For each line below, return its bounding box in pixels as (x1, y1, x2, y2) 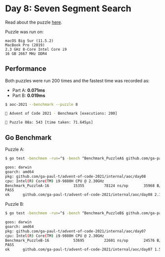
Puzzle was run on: (5, 29, 44, 34)
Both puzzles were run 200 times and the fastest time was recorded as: (5, 77, 150, 84)
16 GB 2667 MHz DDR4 (5, 51, 48, 56)
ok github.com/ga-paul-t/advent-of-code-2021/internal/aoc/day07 (5, 247, 153, 252)
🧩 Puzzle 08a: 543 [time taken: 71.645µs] (5, 120, 93, 125)
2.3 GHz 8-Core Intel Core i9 (5, 47, 67, 52)
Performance (5, 64, 47, 73)
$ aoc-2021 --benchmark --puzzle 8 (5, 102, 78, 107)
